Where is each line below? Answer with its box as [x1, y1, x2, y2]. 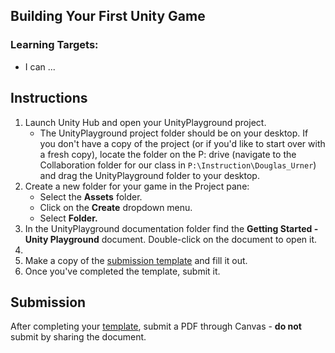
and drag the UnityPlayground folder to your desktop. [39, 169, 260, 181]
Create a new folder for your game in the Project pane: [24, 180, 250, 192]
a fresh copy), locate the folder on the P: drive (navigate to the [39, 148, 297, 160]
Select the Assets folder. [39, 190, 143, 203]
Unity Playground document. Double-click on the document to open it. [24, 233, 318, 245]
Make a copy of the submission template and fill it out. [24, 254, 248, 266]
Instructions [10, 90, 88, 107]
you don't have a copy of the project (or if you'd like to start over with [39, 137, 326, 149]
